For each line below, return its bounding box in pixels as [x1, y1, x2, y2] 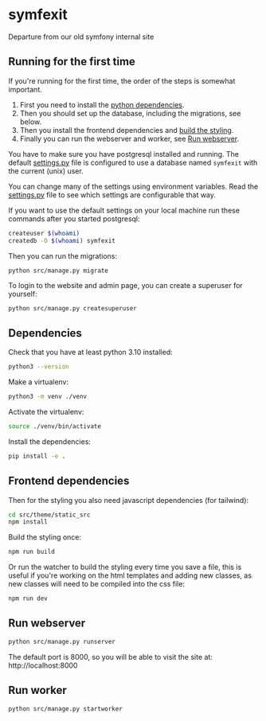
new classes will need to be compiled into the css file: [8, 579, 186, 589]
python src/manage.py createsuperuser [8, 305, 137, 313]
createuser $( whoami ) [8, 229, 80, 237]
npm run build [8, 548, 56, 556]
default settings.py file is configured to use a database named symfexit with [8, 158, 258, 167]
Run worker [8, 684, 68, 697]
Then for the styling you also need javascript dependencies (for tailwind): [8, 495, 249, 505]
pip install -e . [8, 452, 66, 460]
